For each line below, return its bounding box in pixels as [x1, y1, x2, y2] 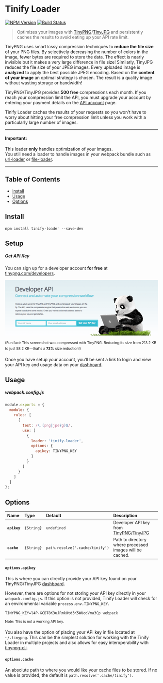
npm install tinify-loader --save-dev [5, 226, 83, 231]
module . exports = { [5, 402, 45, 408]
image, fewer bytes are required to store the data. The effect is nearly [5, 54, 144, 59]
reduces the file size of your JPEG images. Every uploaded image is [5, 64, 141, 70]
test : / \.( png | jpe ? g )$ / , [22, 423, 73, 428]
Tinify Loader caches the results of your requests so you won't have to [5, 109, 147, 115]
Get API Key [5, 253, 30, 259]
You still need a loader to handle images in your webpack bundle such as [5, 151, 151, 157]
